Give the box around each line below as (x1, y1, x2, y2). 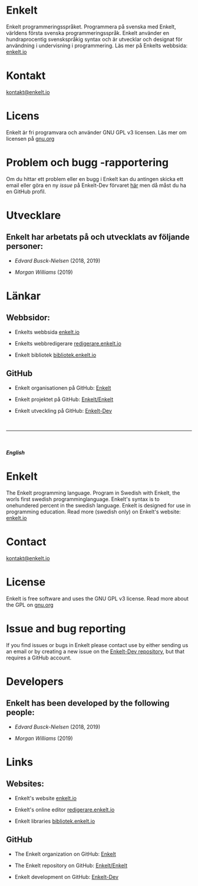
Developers (6, 675, 64, 688)
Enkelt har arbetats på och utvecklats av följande (6, 232, 190, 242)
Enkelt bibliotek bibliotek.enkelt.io (14, 351, 97, 358)
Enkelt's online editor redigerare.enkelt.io (14, 806, 115, 813)
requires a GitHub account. (6, 654, 72, 661)
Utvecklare (6, 208, 61, 222)
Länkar (6, 289, 41, 302)
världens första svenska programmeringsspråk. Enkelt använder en (6, 29, 170, 36)
